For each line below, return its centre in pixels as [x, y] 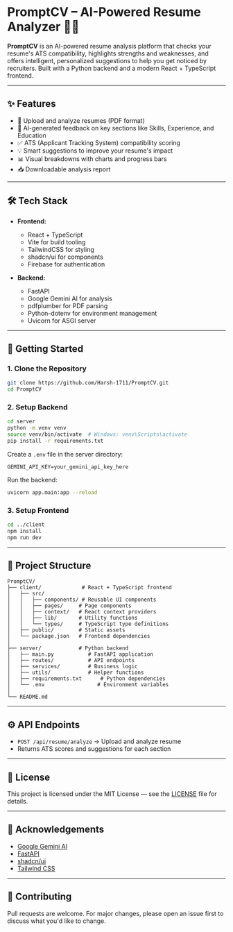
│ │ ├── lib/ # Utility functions [72, 618]
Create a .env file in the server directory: [65, 454]
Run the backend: [32, 480]
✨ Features [32, 104]
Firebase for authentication [66, 264]
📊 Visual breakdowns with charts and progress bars [92, 159]
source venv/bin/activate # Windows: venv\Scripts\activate [97, 434]
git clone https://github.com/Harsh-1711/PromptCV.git [88, 383]
